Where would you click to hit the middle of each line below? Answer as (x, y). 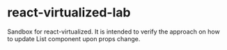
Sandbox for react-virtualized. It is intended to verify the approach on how (114, 32)
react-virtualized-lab (69, 13)
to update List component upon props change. (74, 38)
